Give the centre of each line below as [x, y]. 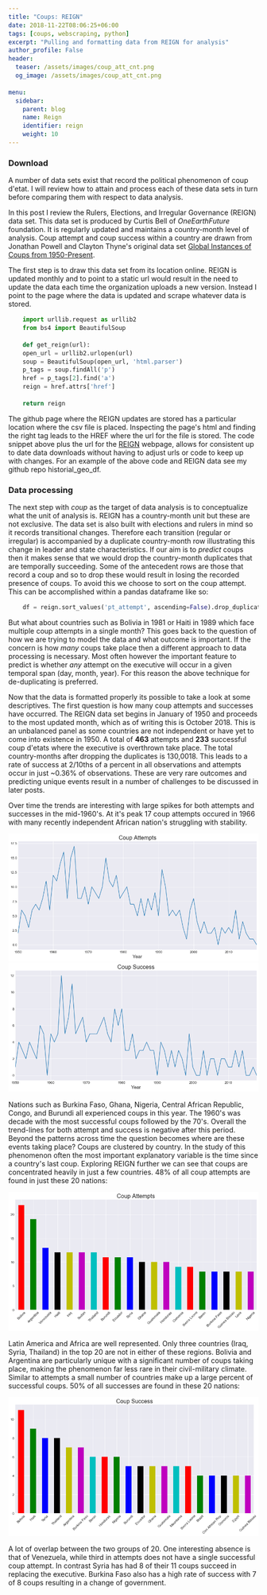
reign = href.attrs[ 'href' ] [69, 387]
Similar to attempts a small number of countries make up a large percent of [131, 1377]
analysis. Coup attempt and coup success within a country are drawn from [130, 238]
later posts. [27, 790]
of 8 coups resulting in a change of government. [87, 1582]
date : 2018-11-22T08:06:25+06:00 [64, 25]
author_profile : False [46, 50]
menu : [17, 92]
